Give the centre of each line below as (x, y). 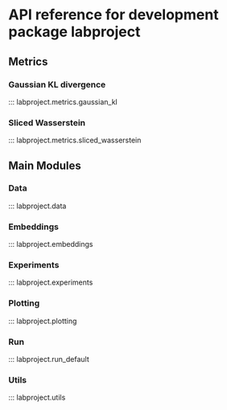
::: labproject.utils (37, 398)
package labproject (74, 32)
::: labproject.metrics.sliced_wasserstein (75, 140)
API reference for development (113, 15)
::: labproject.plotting (43, 321)
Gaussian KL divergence (57, 84)
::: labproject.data (37, 206)
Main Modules (45, 165)
